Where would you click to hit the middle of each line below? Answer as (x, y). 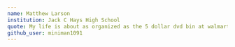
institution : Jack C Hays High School (64, 20)
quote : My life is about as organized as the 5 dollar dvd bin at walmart (119, 26)
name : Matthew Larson (39, 13)
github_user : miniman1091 (45, 33)
